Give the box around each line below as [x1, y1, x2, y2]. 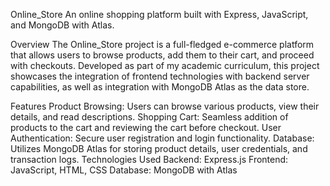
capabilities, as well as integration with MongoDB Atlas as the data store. [10, 81, 310, 93]
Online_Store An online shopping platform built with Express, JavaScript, [10, 9, 309, 20]
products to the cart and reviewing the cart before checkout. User [10, 122, 282, 133]
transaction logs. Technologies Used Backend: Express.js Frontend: [10, 154, 289, 165]
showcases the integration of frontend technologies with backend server [10, 70, 310, 82]
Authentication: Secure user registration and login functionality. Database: [10, 132, 315, 144]
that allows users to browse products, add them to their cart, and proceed [10, 49, 315, 61]
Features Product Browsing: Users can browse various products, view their [10, 100, 320, 112]
